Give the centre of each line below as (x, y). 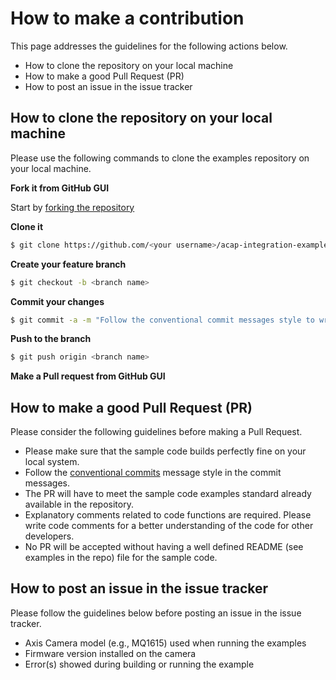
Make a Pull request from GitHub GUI (88, 376)
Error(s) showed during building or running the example (139, 664)
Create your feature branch (68, 264)
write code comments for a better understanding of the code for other (169, 526)
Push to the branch (51, 339)
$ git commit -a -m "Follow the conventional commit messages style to (162, 320)
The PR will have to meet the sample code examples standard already (168, 494)
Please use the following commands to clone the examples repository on (160, 158)
